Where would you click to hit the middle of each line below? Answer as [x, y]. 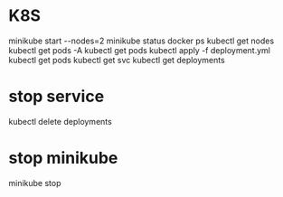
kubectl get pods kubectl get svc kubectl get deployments [117, 60]
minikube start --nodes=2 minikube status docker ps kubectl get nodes [141, 41]
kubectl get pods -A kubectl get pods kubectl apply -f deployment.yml [139, 50]
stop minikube [63, 158]
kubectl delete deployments [60, 121]
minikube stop [35, 183]
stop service [57, 97]
